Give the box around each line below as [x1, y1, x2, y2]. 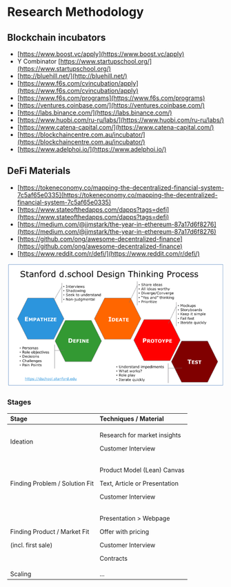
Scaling [10, 570, 32, 578]
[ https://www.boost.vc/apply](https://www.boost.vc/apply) [17, 50, 185, 58]
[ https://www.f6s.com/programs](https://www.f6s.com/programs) [17, 94, 205, 102]
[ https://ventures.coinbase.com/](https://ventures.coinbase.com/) [17, 101, 205, 109]
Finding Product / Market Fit [10, 528, 90, 536]
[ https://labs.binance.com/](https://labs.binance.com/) [17, 108, 172, 117]
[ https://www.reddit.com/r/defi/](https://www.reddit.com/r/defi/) [17, 249, 200, 257]
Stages [7, 397, 32, 407]
